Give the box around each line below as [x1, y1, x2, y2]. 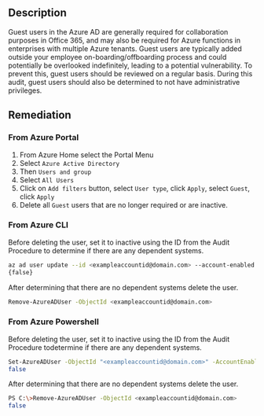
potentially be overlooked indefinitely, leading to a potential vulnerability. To [8, 61, 253, 70]
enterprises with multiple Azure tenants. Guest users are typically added [8, 43, 242, 53]
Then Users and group [19, 167, 92, 176]
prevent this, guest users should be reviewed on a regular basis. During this [8, 68, 253, 78]
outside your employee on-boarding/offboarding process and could [8, 52, 227, 61]
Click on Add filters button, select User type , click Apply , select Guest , [19, 183, 250, 193]
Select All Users [19, 175, 75, 184]
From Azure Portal [8, 132, 79, 143]
